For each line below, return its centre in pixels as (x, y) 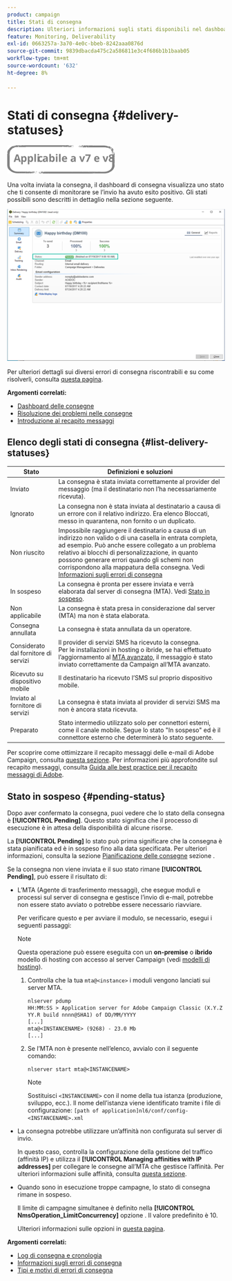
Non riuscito (27, 552)
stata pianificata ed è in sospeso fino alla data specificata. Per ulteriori (107, 848)
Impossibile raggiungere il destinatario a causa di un (132, 530)
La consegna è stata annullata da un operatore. (125, 629)
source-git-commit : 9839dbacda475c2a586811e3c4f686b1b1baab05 (98, 51)
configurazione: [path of (63, 1110)
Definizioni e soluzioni (140, 472)
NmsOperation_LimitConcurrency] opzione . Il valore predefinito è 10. (118, 1215)
